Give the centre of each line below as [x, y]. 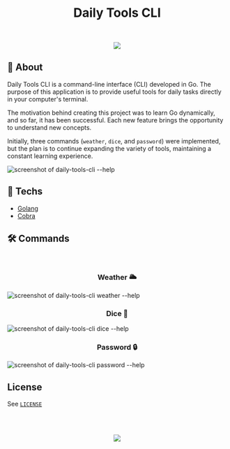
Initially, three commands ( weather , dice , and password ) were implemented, [114, 141]
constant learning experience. [50, 156]
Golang [28, 208]
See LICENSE [25, 404]
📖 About [25, 67]
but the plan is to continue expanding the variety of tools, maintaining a [109, 148]
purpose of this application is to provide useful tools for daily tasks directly [114, 92]
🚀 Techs [25, 191]
